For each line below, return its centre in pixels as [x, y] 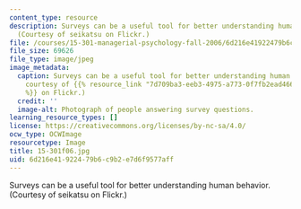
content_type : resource [54, 17]
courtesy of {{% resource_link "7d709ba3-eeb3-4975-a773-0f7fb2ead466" [162, 84]
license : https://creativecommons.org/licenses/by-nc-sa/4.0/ [128, 126]
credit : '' [38, 101]
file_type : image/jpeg [52, 59]
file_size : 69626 [42, 51]
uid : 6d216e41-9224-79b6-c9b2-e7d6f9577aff [92, 159]
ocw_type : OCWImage [46, 135]
